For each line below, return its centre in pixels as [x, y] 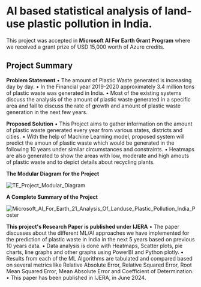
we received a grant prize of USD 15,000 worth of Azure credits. [85, 47]
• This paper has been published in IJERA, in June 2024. [76, 277]
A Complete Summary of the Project [52, 197]
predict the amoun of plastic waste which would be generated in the [90, 143]
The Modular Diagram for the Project [53, 174]
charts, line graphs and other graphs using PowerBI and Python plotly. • [95, 252]
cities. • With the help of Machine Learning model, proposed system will [95, 136]
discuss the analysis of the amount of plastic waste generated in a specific [98, 99]
